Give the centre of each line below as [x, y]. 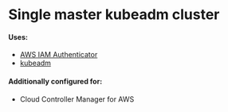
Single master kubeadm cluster [114, 15]
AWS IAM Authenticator [59, 55]
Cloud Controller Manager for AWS [77, 99]
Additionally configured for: [55, 81]
